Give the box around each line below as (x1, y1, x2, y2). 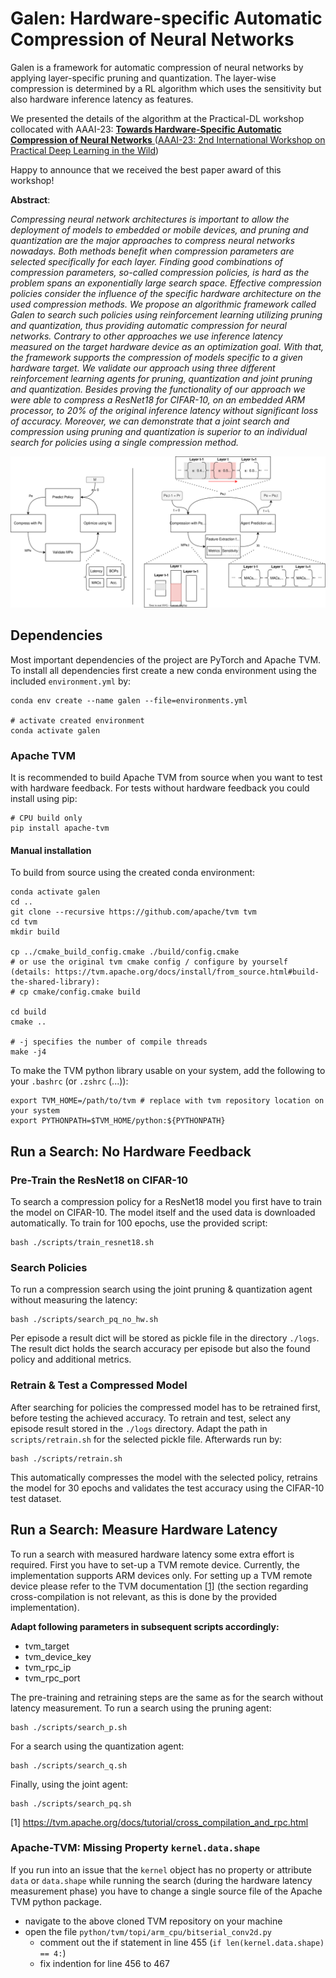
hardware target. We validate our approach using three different (10, 362, 276, 374)
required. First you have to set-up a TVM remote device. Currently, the (10, 1558, 300, 1571)
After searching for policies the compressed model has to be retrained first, (10, 1401, 321, 1413)
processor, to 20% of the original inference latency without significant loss (10, 404, 319, 416)
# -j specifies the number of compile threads (10, 1037, 208, 1047)
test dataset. (10, 1492, 62, 1504)
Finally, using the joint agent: (10, 1778, 129, 1790)
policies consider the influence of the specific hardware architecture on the (10, 287, 322, 299)
